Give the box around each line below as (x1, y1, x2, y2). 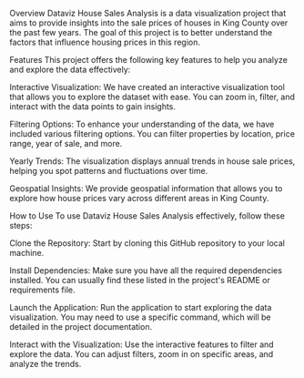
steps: (9, 220, 33, 230)
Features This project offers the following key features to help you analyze (9, 55, 289, 65)
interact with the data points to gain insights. (9, 101, 176, 112)
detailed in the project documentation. (9, 322, 153, 332)
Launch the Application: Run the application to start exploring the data (9, 302, 272, 312)
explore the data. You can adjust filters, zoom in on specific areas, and (9, 349, 274, 359)
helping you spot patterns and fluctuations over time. (9, 166, 208, 176)
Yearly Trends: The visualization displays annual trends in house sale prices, (9, 156, 296, 167)
